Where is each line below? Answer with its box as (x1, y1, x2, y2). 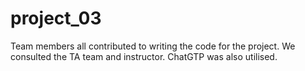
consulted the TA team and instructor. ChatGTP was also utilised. (10, 50, 278, 62)
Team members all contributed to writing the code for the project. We (10, 40, 296, 52)
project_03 (10, 7, 102, 30)
